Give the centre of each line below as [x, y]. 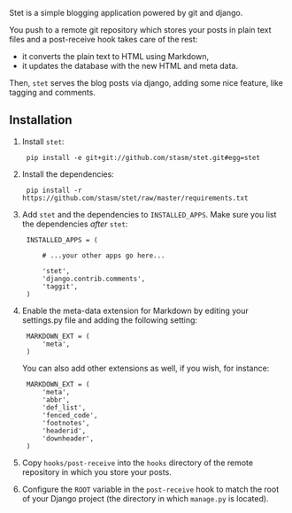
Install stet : [43, 142]
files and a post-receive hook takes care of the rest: [104, 39]
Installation [41, 120]
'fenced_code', [70, 415]
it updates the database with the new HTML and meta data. [130, 66]
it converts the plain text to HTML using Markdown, [115, 56]
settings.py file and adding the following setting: [109, 320]
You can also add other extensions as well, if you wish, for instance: [146, 368]
